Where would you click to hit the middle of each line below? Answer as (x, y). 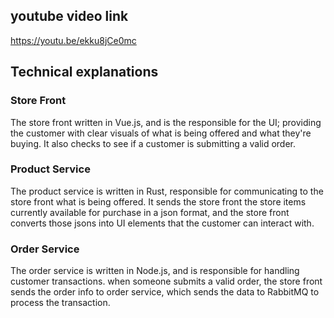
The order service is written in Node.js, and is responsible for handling (155, 271)
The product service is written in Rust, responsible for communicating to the (167, 191)
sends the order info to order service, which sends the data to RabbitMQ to (165, 292)
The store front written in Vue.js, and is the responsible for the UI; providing (166, 122)
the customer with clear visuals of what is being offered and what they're (161, 133)
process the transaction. (60, 303)
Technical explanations (84, 72)
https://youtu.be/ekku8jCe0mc (73, 40)
